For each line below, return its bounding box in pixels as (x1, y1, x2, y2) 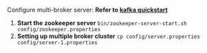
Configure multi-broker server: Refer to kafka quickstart (7, 6, 168, 14)
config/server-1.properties (17, 39, 98, 46)
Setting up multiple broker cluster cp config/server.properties (17, 32, 201, 40)
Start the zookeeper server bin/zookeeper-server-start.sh (17, 19, 187, 26)
